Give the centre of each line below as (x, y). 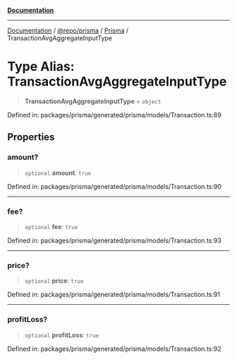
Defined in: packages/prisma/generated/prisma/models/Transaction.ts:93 (115, 240)
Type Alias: (41, 67)
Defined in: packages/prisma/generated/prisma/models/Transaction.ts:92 (114, 349)
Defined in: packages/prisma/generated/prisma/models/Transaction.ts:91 (114, 295)
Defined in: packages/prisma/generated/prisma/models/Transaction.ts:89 (115, 115)
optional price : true (54, 281)
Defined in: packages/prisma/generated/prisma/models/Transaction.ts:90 (115, 186)
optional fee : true (51, 226)
